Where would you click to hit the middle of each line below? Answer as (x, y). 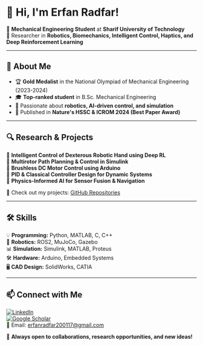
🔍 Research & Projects (50, 137)
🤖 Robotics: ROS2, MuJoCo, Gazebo (52, 242)
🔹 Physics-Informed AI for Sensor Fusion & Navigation (76, 181)
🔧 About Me (29, 67)
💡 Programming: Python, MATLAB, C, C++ (60, 235)
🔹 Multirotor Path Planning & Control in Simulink (67, 161)
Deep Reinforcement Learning (45, 42)
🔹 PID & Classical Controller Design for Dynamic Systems (79, 174)
